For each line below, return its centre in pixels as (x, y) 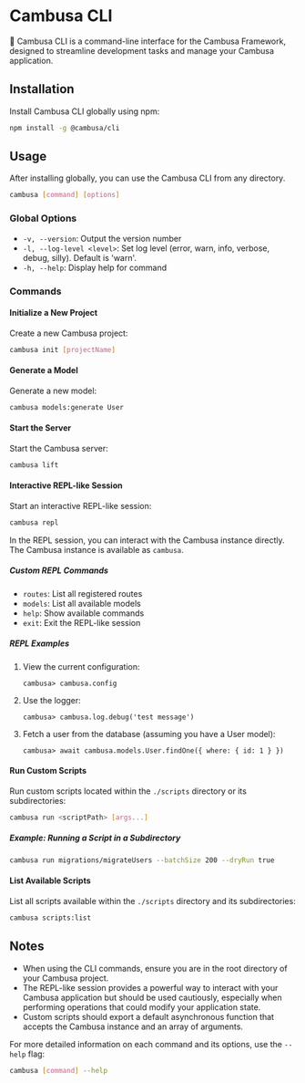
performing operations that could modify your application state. (142, 1007)
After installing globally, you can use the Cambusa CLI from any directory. (147, 178)
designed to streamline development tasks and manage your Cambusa (142, 50)
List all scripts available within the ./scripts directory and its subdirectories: (152, 901)
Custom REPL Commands (59, 570)
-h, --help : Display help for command (95, 267)
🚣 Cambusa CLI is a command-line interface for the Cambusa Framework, (148, 41)
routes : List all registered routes (82, 593)
